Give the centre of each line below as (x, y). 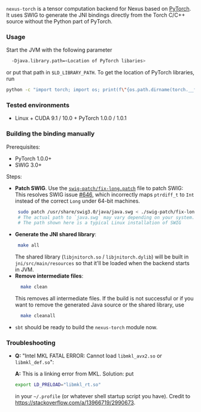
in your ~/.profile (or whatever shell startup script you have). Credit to (102, 396)
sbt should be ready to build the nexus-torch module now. (86, 327)
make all (29, 245)
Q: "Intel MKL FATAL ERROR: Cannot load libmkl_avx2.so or (89, 356)
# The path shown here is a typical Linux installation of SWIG (99, 223)
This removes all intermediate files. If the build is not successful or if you (104, 299)
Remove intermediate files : (49, 276)
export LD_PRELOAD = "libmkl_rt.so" (58, 385)
